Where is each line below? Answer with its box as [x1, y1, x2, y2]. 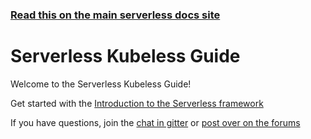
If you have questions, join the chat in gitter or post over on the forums [10, 116, 301, 128]
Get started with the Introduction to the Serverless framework [10, 97, 264, 109]
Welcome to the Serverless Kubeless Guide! [10, 78, 192, 90]
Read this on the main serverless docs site [10, 8, 221, 22]
